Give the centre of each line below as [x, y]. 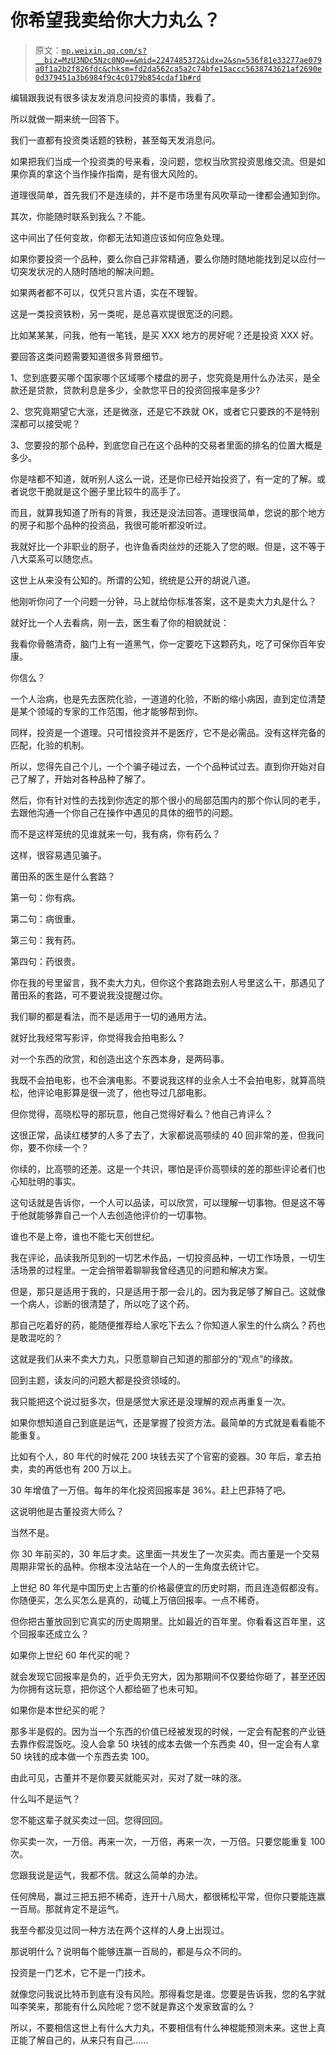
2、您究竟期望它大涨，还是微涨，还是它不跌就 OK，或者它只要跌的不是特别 [165, 411]
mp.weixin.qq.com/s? [104, 51]
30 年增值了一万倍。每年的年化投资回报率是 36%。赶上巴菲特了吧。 [151, 1490]
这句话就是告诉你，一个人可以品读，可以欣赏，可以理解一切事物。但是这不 [163, 1202]
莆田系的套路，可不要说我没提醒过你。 [89, 995]
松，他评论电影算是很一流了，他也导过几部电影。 [111, 1092]
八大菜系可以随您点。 [54, 558]
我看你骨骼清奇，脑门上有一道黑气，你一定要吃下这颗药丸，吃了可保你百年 [163, 643]
